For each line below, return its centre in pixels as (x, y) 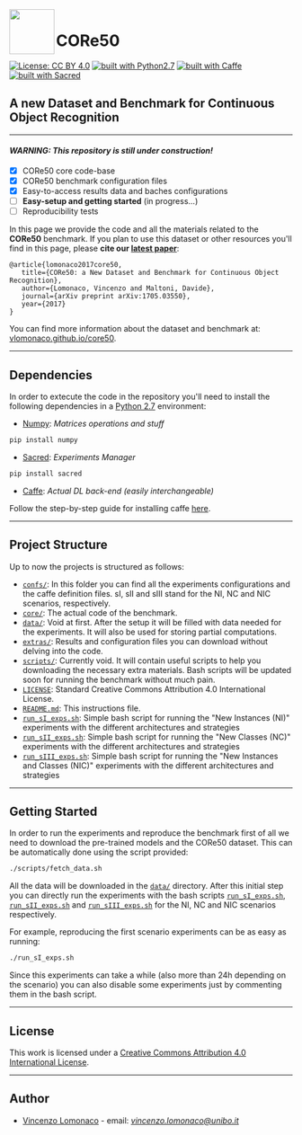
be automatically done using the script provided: (99, 852)
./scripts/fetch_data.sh (56, 869)
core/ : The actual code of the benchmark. (100, 612)
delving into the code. (62, 651)
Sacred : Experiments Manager (79, 457)
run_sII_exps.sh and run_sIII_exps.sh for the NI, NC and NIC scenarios (143, 905)
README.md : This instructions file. (81, 708)
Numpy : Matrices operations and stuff (93, 424)
